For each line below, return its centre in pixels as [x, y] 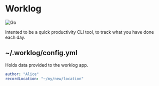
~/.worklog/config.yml [41, 53]
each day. [15, 37]
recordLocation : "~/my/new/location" [44, 79]
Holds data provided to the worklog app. [47, 65]
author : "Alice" [22, 74]
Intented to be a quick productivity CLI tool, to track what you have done [79, 32]
